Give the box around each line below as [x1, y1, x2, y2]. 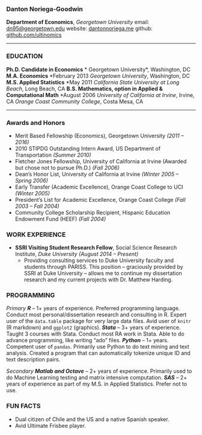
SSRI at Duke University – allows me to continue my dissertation [23, 270, 182, 277]
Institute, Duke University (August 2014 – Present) [14, 251, 139, 258]
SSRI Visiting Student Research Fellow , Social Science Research [14, 244, 177, 251]
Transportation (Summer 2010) [14, 151, 91, 158]
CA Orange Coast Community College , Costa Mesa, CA [6, 98, 143, 105]
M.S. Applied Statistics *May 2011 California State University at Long [6, 78, 180, 86]
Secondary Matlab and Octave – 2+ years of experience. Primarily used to [6, 368, 192, 375]
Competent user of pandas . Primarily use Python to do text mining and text [6, 343, 189, 351]
